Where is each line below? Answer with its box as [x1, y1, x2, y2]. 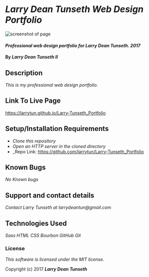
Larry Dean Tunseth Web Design [5, 4, 144, 15]
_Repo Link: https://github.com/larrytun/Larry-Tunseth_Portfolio [12, 149, 144, 155]
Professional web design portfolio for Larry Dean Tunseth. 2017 [5, 42, 141, 48]
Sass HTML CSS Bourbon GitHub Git [5, 233, 81, 238]
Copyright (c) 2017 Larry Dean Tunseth [5, 266, 87, 272]
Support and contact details [5, 191, 94, 199]
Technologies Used [5, 219, 67, 228]
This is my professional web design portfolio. [5, 82, 98, 88]
